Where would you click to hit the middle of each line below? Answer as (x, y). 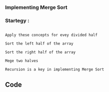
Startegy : (17, 20)
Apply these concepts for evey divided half (51, 35)
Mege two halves (22, 61)
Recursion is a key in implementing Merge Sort (55, 70)
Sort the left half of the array (39, 44)
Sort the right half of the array (41, 52)
